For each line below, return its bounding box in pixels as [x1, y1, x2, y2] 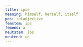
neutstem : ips [5, 30, 35, 35]
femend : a [5, 25, 26, 30]
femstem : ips [5, 21, 32, 26]
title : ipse [5, 7, 30, 12]
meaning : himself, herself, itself [5, 12, 79, 17]
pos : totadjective [5, 16, 43, 21]
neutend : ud [5, 35, 30, 40]
